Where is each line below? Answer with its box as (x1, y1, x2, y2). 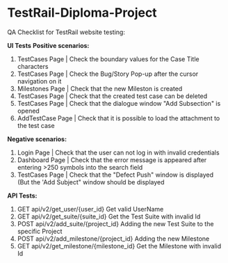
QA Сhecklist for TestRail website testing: (7, 28, 125, 36)
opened (17, 106, 40, 115)
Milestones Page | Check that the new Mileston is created (17, 84, 183, 93)
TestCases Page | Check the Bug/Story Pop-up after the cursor (17, 70, 199, 78)
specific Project (17, 227, 63, 235)
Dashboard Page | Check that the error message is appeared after (17, 155, 207, 164)
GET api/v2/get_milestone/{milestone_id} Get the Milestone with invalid (17, 241, 221, 250)
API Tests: (7, 191, 38, 200)
